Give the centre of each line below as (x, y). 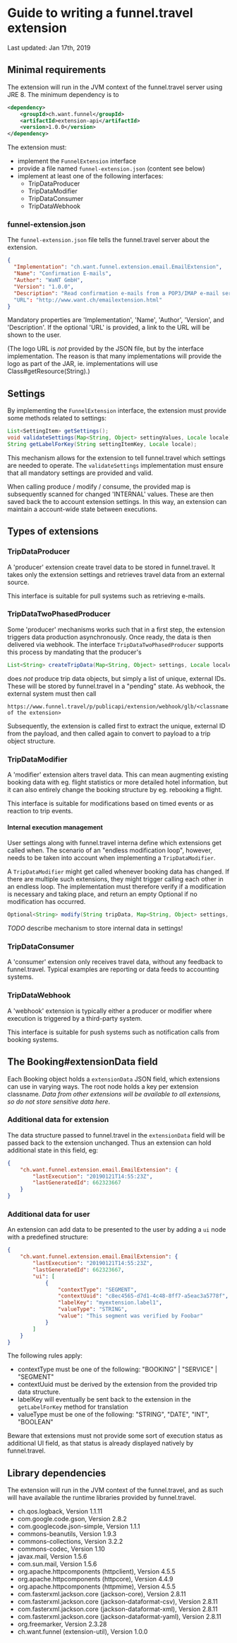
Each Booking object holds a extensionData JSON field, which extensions (114, 1079)
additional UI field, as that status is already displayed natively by (101, 1443)
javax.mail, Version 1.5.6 (52, 1557)
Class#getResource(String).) (49, 371)
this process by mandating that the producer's (75, 652)
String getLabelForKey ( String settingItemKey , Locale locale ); (102, 444)
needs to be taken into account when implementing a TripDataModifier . (111, 858)
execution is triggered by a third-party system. (75, 1018)
